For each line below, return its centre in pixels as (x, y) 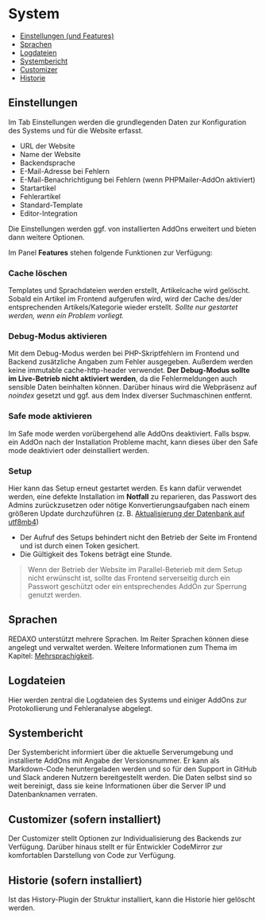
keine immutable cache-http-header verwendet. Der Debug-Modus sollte (129, 371)
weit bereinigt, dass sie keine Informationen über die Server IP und (117, 786)
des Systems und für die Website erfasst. (76, 130)
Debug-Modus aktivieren (58, 336)
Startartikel (38, 188)
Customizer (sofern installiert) (85, 819)
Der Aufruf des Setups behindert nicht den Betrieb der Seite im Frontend (138, 537)
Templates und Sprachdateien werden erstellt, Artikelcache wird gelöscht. (129, 290)
